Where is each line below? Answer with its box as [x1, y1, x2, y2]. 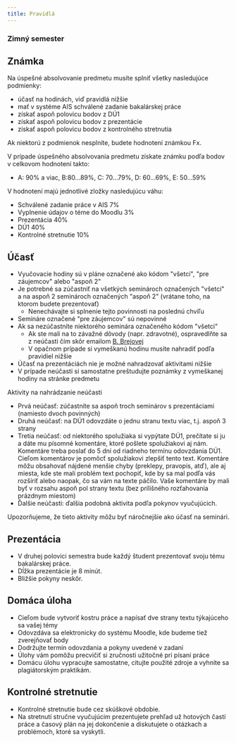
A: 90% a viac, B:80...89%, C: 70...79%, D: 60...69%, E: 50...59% [17, 173, 206, 182]
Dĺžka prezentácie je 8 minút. [17, 566, 102, 575]
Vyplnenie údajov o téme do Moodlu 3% [17, 208, 135, 217]
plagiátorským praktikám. [17, 666, 92, 674]
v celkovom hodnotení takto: [7, 160, 90, 168]
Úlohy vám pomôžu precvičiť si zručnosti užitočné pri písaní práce [17, 651, 210, 659]
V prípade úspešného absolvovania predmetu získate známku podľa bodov [7, 152, 225, 161]
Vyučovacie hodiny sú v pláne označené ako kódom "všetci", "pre [17, 270, 209, 278]
